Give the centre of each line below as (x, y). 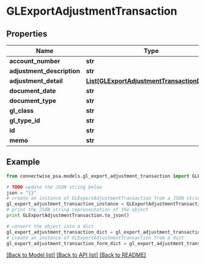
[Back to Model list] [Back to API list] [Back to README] (76, 255)
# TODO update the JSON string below (54, 187)
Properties (27, 34)
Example (23, 162)
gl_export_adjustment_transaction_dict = (60, 232)
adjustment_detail (36, 81)
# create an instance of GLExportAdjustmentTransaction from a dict (95, 238)
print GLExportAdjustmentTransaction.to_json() (68, 216)
